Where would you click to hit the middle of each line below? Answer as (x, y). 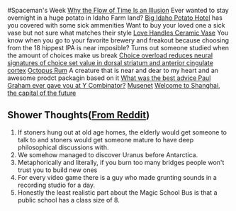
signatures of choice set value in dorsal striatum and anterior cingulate (111, 63)
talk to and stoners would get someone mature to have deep (106, 139)
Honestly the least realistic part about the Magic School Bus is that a (117, 192)
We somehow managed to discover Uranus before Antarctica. (108, 154)
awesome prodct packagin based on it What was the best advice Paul (109, 78)
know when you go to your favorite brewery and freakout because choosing (118, 40)
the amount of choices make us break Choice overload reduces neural (110, 55)
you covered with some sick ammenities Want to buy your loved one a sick (116, 25)
